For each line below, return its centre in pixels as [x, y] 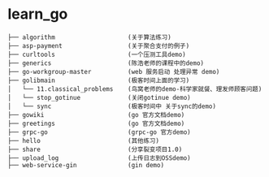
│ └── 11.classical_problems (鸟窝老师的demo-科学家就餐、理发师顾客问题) [135, 89]
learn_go [38, 14]
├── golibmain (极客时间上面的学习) [99, 80]
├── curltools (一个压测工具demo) [97, 54]
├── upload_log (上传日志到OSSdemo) [100, 158]
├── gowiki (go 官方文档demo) [96, 114]
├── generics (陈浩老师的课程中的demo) [106, 63]
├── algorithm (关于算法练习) [89, 37]
